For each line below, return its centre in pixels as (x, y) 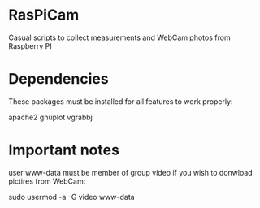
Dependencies (58, 79)
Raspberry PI (30, 45)
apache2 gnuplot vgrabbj (51, 117)
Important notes (64, 150)
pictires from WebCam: (47, 181)
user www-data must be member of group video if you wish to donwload (131, 172)
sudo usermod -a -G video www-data (72, 197)
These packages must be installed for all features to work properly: (121, 101)
